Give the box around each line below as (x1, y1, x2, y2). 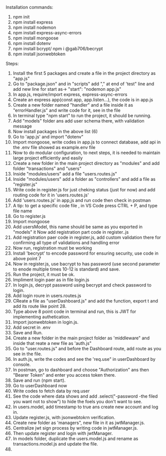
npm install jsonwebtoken (12, 51, 66, 57)
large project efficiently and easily (12, 155, 83, 161)
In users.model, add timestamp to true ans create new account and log (12, 404, 159, 410)
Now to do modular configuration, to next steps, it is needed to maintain (12, 150, 161, 155)
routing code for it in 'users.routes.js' (12, 192, 89, 198)
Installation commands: (5, 4, 54, 10)
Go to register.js (12, 213, 46, 219)
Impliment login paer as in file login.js (12, 277, 89, 283)
